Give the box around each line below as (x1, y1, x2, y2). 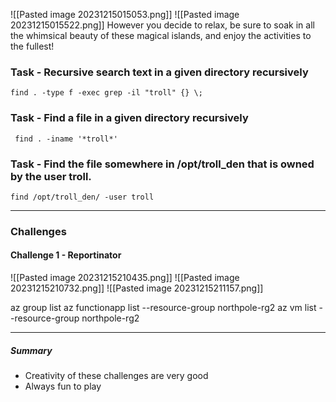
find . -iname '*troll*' (14, 134, 118, 144)
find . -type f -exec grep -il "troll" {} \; (10, 88, 203, 98)
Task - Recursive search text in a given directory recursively (10, 65, 309, 79)
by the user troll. (10, 169, 92, 183)
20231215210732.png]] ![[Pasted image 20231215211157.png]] (10, 282, 264, 294)
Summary (10, 344, 53, 356)
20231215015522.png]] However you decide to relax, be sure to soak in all (10, 19, 315, 31)
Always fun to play (24, 380, 102, 392)
